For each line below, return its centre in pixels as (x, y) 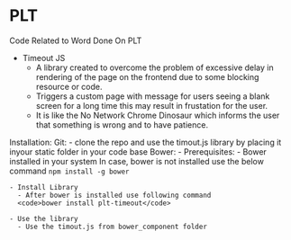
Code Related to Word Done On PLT (76, 40)
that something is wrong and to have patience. (122, 124)
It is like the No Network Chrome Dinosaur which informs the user (158, 115)
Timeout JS (44, 58)
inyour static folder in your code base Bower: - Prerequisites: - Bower (138, 151)
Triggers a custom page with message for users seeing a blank (153, 96)
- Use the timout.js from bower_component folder (112, 227)
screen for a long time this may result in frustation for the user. (152, 105)
